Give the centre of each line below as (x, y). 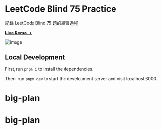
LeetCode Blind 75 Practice (61, 9)
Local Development (35, 57)
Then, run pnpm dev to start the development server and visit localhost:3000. (81, 78)
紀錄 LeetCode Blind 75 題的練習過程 (42, 23)
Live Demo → (18, 32)
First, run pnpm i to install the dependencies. (49, 69)
